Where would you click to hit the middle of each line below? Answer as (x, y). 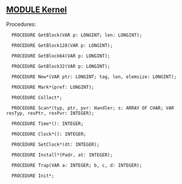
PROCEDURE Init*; (33, 176)
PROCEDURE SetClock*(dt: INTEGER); (56, 144)
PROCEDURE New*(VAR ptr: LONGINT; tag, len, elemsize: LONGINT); (94, 77)
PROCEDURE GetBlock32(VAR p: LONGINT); (61, 66)
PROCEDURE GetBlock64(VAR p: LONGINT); (61, 56)
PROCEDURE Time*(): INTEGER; (48, 124)
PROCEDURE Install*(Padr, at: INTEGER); (62, 155)
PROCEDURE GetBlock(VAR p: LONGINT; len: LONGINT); (77, 35)
